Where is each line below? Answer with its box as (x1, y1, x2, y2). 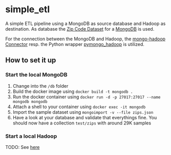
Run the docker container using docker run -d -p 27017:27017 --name (12, 93, 161, 100)
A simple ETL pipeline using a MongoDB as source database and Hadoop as (5, 20, 166, 27)
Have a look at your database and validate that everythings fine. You (12, 114, 157, 120)
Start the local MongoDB (5, 71, 68, 79)
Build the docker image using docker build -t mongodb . (12, 88, 133, 94)
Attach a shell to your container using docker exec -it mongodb (12, 104, 146, 110)
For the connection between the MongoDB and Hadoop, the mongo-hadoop (5, 36, 165, 42)
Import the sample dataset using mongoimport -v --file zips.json (12, 109, 154, 115)
